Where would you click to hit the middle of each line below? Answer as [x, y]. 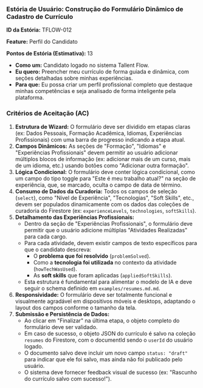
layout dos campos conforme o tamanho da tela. [76, 307]
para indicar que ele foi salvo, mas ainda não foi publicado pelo [103, 359]
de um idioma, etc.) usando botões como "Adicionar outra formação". [102, 165]
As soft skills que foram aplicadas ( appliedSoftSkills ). [102, 275]
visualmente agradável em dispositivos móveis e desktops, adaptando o [105, 301]
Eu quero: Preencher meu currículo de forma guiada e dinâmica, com [102, 72]
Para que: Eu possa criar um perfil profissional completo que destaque [104, 85]
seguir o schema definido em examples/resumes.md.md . [92, 288]
